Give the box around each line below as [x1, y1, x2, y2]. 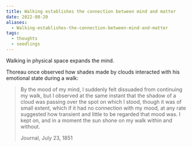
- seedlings [11, 41, 41, 47]
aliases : [6, 19, 27, 25]
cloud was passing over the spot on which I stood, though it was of [20, 98, 182, 105]
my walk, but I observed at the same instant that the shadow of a [20, 92, 176, 99]
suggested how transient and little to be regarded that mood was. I [20, 110, 181, 117]
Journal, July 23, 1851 [20, 134, 73, 141]
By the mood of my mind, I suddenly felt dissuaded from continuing [20, 86, 183, 93]
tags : [6, 30, 19, 36]
